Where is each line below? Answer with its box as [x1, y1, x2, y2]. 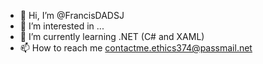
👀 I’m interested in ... [19, 20, 105, 32]
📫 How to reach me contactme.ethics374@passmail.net [19, 42, 253, 54]
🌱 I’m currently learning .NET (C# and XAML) [19, 31, 205, 42]
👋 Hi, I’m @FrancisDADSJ [19, 10, 125, 21]
